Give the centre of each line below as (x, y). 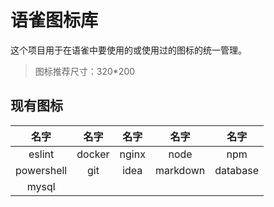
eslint (41, 154)
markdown (180, 170)
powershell (41, 170)
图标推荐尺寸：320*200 (85, 71)
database (237, 170)
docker (93, 154)
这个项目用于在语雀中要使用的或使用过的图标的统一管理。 (128, 50)
